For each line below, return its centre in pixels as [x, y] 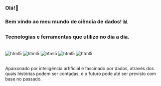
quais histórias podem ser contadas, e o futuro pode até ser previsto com [80, 74]
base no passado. [23, 79]
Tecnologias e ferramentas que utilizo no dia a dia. [67, 37]
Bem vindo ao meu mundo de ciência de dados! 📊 [67, 21]
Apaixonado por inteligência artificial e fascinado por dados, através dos [80, 68]
